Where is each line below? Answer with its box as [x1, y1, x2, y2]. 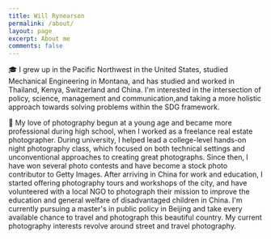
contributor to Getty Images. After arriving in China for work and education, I [8, 169, 263, 179]
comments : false [8, 42, 63, 50]
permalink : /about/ [8, 19, 74, 28]
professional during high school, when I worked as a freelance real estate [8, 126, 253, 136]
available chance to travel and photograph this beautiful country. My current [8, 212, 263, 223]
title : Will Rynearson [8, 11, 85, 20]
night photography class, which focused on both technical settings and [8, 143, 245, 154]
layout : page [8, 27, 53, 35]
